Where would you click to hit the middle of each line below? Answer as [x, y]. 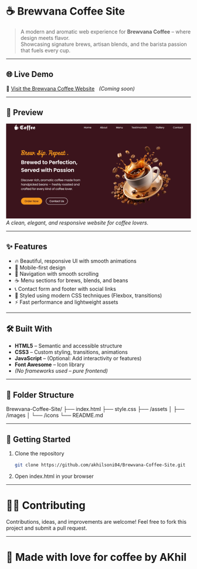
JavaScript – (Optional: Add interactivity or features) [78, 359]
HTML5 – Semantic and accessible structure [68, 346]
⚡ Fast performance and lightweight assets [66, 302]
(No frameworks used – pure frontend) [61, 371]
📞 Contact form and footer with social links [65, 289]
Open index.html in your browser [54, 476]
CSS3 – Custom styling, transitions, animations [71, 352]
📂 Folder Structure [40, 395]
